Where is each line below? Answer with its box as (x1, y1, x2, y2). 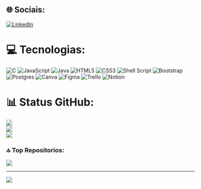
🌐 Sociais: (6, 5, 45, 15)
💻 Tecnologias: (6, 43, 86, 56)
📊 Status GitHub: (6, 95, 94, 109)
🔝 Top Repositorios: (6, 146, 65, 154)
